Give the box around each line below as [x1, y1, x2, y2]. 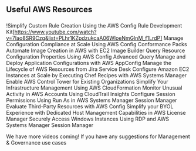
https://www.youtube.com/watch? [14, 29, 97, 36]
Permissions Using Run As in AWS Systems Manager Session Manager [6, 97, 177, 104]
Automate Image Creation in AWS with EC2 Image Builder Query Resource [6, 47, 185, 54]
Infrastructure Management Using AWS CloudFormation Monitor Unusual [6, 84, 183, 91]
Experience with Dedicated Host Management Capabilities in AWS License [6, 109, 186, 116]
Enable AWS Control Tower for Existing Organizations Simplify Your [6, 78, 168, 85]
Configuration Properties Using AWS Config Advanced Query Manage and [6, 53, 186, 60]
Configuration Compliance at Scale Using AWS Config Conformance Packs [6, 41, 187, 48]
